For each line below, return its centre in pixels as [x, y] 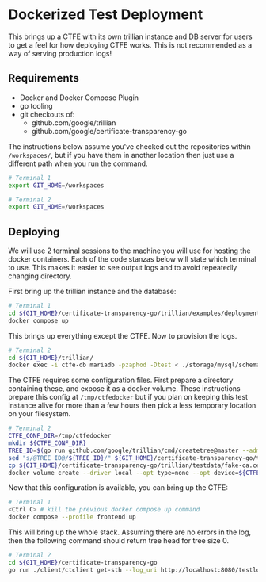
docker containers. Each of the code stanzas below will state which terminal [132, 259]
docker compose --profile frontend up [72, 517]
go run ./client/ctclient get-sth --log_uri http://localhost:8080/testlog [136, 570]
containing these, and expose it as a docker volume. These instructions [124, 389]
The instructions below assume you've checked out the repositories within [129, 146]
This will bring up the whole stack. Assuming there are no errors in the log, [130, 532]
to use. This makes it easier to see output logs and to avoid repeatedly [123, 268]
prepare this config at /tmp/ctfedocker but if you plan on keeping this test [128, 397]
